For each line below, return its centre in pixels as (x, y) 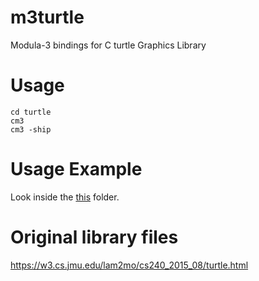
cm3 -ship (31, 129)
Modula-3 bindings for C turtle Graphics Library (108, 45)
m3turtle (47, 17)
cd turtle (31, 112)
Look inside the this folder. (65, 197)
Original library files (94, 237)
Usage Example (76, 169)
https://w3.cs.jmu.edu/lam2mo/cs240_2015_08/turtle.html (129, 265)
